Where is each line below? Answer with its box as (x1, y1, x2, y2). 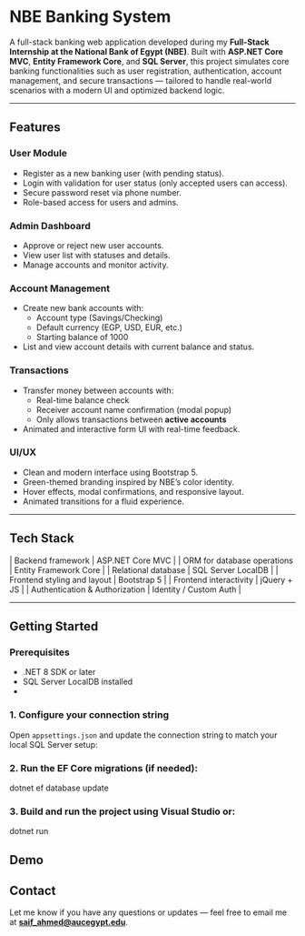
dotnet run (9, 826, 49, 837)
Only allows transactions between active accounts (35, 414, 227, 425)
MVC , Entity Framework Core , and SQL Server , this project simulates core (9, 55, 290, 66)
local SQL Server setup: (9, 739, 98, 750)
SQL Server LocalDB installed (22, 676, 133, 688)
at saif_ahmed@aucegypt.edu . (9, 917, 129, 928)
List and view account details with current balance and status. (22, 341, 255, 352)
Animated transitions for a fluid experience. (22, 496, 184, 507)
